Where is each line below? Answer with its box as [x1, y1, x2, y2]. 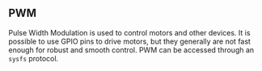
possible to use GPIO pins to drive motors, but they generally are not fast [8, 36, 251, 46]
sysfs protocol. [8, 53, 59, 63]
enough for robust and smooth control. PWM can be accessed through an [8, 44, 255, 55]
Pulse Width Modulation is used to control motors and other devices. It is [8, 27, 251, 37]
